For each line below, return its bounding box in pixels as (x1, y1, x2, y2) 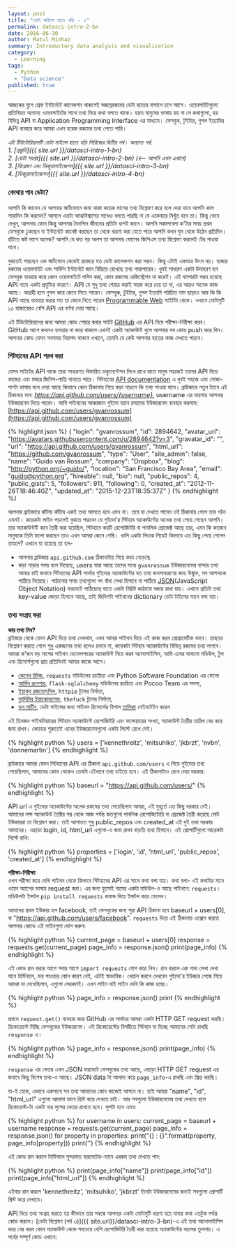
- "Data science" (14, 75, 65, 82)
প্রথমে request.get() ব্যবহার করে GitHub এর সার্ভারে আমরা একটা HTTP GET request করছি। (8, 1015, 226, 1023)
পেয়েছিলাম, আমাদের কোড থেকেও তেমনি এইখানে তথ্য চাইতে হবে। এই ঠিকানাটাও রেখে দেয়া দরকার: (8, 767, 205, 775)
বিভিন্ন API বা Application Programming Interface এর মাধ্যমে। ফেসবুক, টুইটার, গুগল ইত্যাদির (8, 117, 225, 125)
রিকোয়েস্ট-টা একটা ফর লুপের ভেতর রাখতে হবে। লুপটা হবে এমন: (8, 1103, 137, 1111)
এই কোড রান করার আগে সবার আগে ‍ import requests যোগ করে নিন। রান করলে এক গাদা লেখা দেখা (8, 964, 219, 972)
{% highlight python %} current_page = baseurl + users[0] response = (8, 936, 211, 944)
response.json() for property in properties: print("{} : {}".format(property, (8, 1131, 217, 1140)
